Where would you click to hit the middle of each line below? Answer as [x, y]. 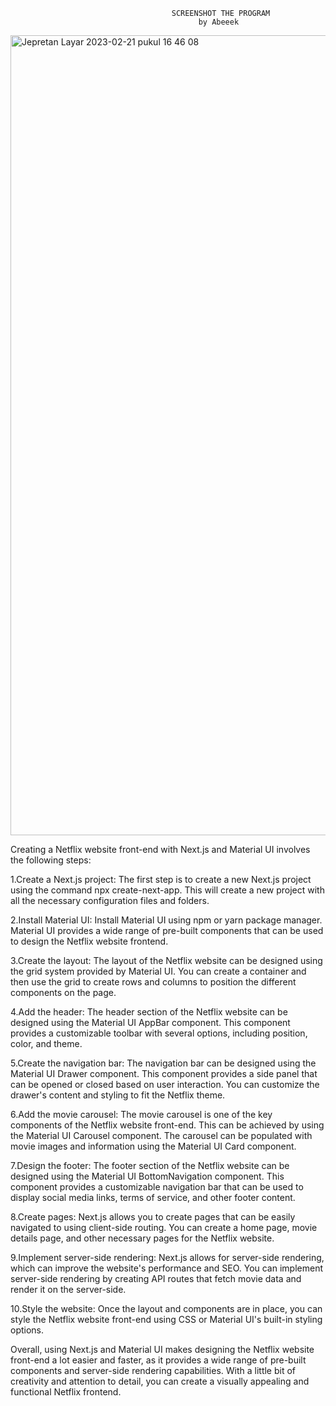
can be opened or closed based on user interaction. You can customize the [165, 1084]
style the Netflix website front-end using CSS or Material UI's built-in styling [166, 1319]
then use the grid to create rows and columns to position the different [153, 982]
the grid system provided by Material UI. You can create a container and [158, 971]
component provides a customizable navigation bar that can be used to [157, 1187]
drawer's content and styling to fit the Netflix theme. [118, 1095]
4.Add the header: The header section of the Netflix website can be [149, 1012]
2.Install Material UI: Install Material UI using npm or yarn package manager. [166, 920]
